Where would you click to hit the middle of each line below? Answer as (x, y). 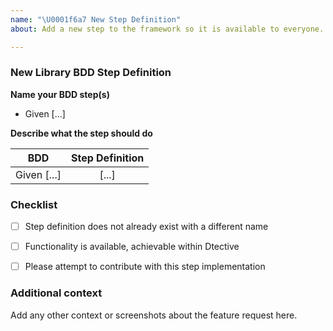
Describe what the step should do (81, 133)
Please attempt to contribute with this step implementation (145, 267)
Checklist (34, 204)
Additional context (56, 293)
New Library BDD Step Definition (91, 73)
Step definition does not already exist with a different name (146, 227)
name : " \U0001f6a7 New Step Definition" (96, 19)
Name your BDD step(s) (60, 94)
